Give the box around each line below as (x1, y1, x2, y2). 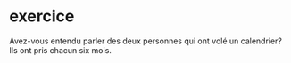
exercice (9, 6, 75, 27)
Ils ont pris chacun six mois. (9, 44, 112, 55)
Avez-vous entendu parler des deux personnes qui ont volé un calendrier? (9, 35, 283, 46)
